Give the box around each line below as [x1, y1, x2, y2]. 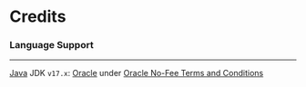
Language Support [9, 39, 94, 52]
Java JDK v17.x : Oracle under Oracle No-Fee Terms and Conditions [9, 68, 264, 79]
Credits [9, 6, 66, 27]
